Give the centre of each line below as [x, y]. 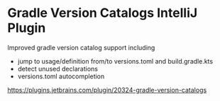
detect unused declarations [57, 69]
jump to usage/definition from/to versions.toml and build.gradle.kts [115, 61]
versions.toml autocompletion [61, 76]
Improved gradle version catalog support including [81, 47]
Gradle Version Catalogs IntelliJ [103, 13]
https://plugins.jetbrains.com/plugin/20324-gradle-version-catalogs [107, 90]
